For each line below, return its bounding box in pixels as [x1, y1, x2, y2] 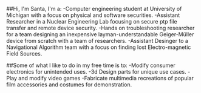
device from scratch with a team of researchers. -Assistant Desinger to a [6, 37, 188, 44]
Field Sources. [6, 50, 43, 57]
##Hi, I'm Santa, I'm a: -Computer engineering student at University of [6, 5, 182, 12]
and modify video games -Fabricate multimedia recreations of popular [18, 75, 194, 82]
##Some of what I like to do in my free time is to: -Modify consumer [6, 62, 175, 69]
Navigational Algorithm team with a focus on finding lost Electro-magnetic [6, 43, 191, 51]
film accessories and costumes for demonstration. [6, 81, 132, 88]
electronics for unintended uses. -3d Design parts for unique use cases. [6, 68, 186, 75]
